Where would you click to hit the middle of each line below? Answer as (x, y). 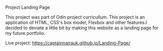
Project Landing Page (28, 7)
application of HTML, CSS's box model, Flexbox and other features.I (76, 22)
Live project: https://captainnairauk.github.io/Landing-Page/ (68, 43)
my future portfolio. (25, 33)
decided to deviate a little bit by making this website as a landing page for (82, 28)
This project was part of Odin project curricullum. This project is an (75, 17)
